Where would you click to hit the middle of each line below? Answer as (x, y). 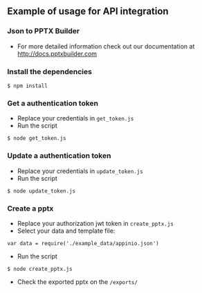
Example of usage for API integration (88, 11)
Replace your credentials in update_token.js (80, 171)
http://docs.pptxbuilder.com (57, 53)
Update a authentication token (59, 156)
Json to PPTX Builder (44, 31)
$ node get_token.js (37, 139)
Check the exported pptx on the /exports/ (77, 282)
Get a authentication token (53, 103)
